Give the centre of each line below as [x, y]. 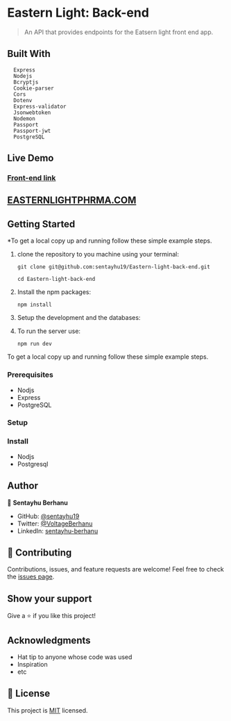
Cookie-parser [34, 88]
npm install [34, 305]
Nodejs [23, 76]
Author [23, 486]
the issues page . [31, 577]
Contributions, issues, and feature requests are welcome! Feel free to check [115, 569]
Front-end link [32, 178]
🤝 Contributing [40, 552]
